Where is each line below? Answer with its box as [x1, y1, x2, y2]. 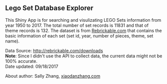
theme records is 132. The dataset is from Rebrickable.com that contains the [5, 27, 162, 34]
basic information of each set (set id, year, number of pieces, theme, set [5, 33, 154, 39]
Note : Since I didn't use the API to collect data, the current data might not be [5, 53, 163, 59]
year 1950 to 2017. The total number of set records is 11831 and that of [5, 22, 149, 28]
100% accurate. [5, 58, 37, 64]
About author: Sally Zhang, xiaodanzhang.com [5, 73, 101, 79]
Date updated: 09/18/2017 [5, 63, 58, 69]
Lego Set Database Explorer [5, 4, 94, 12]
